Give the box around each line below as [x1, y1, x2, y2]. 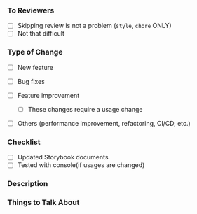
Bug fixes [17, 77, 46, 85]
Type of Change [7, 48, 63, 57]
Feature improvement [17, 91, 80, 99]
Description [7, 179, 48, 189]
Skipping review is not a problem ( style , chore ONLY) [17, 22, 172, 30]
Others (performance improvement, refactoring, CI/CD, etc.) [17, 119, 191, 127]
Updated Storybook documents [17, 153, 109, 162]
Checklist [7, 137, 41, 147]
